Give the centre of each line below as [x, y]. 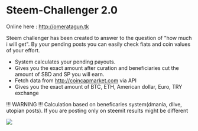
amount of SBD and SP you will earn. [59, 74]
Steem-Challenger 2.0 [62, 10]
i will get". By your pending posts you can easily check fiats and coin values [98, 44]
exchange [27, 93]
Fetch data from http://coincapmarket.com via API [76, 80]
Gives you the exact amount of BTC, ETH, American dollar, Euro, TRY [98, 86]
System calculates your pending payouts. [65, 62]
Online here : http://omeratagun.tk [48, 26]
